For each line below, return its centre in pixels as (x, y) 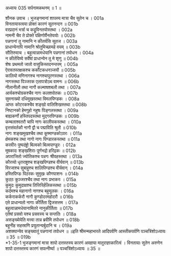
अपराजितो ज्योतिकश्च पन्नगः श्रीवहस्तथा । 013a (44, 156)
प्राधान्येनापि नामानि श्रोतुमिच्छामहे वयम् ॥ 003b (43, 47)
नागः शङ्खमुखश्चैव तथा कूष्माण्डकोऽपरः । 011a (44, 133)
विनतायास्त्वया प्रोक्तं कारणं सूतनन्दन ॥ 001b (42, 24)
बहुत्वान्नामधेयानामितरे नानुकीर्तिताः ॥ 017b (39, 208)
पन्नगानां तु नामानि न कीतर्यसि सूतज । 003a (41, 41)
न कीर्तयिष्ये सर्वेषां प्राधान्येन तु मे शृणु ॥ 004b (42, 58)
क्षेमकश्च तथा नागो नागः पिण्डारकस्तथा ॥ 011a (43, 139)
